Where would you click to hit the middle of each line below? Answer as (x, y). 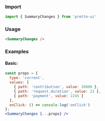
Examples (17, 52)
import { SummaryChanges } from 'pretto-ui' (51, 17)
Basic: (11, 63)
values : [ (19, 83)
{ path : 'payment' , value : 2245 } (49, 96)
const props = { (21, 74)
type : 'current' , (27, 78)
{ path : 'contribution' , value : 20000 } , (56, 87)
